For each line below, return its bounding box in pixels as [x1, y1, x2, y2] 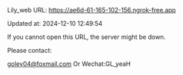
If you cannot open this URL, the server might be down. [7, 33, 166, 41]
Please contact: [7, 47, 52, 54]
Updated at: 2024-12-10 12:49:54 [7, 19, 103, 27]
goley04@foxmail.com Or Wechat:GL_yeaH [7, 60, 131, 68]
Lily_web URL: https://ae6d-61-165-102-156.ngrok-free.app [7, 6, 176, 14]
